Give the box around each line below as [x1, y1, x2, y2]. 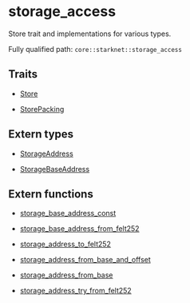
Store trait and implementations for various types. [8, 29, 172, 38]
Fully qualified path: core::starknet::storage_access [8, 44, 182, 54]
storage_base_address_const [19, 209, 117, 218]
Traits [8, 67, 38, 82]
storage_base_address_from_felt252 [19, 224, 140, 233]
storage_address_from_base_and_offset [19, 255, 152, 265]
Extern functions [8, 187, 93, 201]
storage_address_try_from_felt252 [19, 286, 132, 296]
